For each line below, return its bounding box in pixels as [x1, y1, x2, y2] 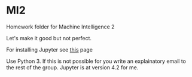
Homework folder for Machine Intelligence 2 [6, 23, 115, 30]
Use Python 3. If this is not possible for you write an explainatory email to [6, 57, 187, 65]
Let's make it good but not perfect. [6, 34, 92, 41]
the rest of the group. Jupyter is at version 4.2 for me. [6, 63, 139, 71]
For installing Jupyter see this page [6, 46, 93, 53]
